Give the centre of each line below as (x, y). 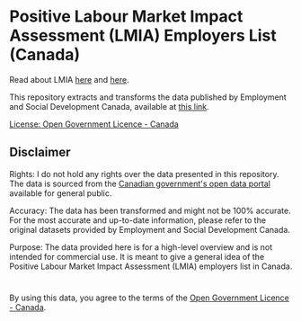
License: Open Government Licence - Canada (94, 124)
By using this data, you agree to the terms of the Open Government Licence (150, 298)
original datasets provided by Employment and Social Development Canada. (150, 229)
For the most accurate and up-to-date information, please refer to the (138, 220)
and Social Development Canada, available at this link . (109, 106)
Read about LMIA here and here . (69, 79)
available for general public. (61, 193)
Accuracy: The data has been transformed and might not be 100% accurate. (150, 210)
